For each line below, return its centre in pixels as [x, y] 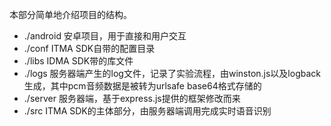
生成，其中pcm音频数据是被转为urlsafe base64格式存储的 [142, 86]
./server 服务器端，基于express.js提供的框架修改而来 [132, 98]
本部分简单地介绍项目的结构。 [70, 14]
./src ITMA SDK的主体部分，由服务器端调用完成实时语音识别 [147, 111]
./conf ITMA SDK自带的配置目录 [89, 48]
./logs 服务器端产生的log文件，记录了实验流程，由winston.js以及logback [172, 73]
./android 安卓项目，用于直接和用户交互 [105, 36]
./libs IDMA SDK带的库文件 [78, 61]
